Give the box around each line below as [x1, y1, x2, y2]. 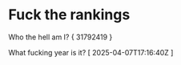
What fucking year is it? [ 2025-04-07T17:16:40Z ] [8, 47, 174, 57]
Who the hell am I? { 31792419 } [8, 32, 113, 42]
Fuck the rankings [8, 6, 131, 24]
